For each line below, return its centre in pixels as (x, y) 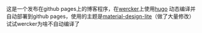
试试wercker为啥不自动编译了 (43, 24)
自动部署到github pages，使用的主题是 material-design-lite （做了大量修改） (100, 16)
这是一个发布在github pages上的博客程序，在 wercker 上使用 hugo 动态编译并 (101, 9)
